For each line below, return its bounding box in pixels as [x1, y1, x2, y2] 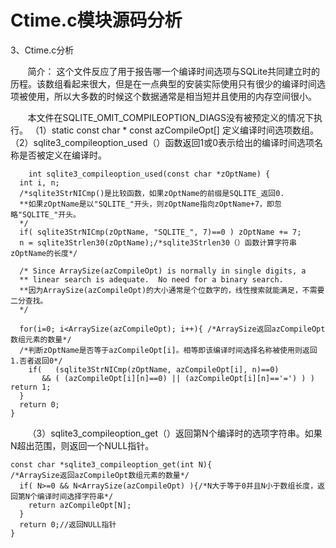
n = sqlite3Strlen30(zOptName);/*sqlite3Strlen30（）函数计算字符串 [19, 237, 297, 248]
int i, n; [19, 177, 60, 188]
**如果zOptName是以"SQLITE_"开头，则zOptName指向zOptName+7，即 [19, 199, 275, 209]
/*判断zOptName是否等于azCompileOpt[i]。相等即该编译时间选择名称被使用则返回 [19, 345, 318, 355]
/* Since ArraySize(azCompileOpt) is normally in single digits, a [19, 266, 307, 276]
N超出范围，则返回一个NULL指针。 [10, 439, 155, 451]
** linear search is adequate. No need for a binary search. [19, 274, 284, 285]
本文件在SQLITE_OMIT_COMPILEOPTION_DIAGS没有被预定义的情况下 [27, 111, 315, 123]
